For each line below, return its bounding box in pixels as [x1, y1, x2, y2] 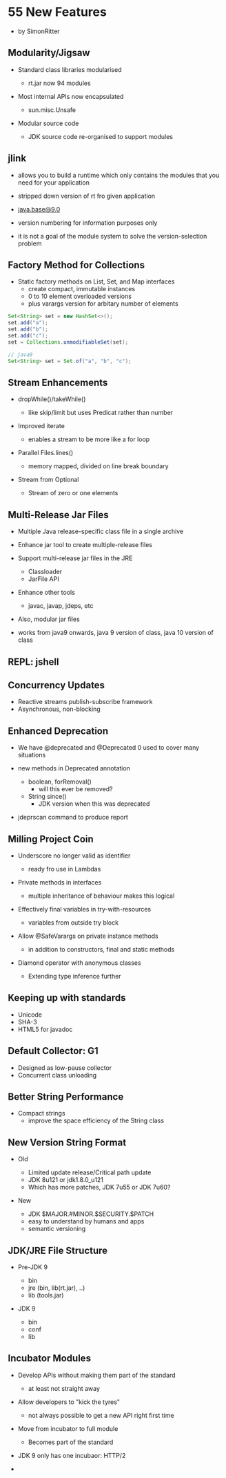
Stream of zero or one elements [28, 489, 119, 497]
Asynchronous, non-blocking [17, 705, 101, 713]
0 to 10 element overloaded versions [28, 292, 132, 301]
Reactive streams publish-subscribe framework [17, 698, 153, 706]
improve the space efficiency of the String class [28, 1116, 165, 1125]
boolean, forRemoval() [28, 777, 92, 786]
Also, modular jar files [17, 615, 80, 623]
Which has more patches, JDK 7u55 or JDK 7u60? [28, 1183, 171, 1192]
